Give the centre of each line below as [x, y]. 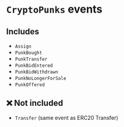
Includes [23, 32]
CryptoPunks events [55, 9]
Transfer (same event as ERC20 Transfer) [66, 117]
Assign [23, 46]
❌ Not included [35, 103]
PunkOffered [30, 85]
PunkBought [28, 53]
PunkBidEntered [34, 66]
